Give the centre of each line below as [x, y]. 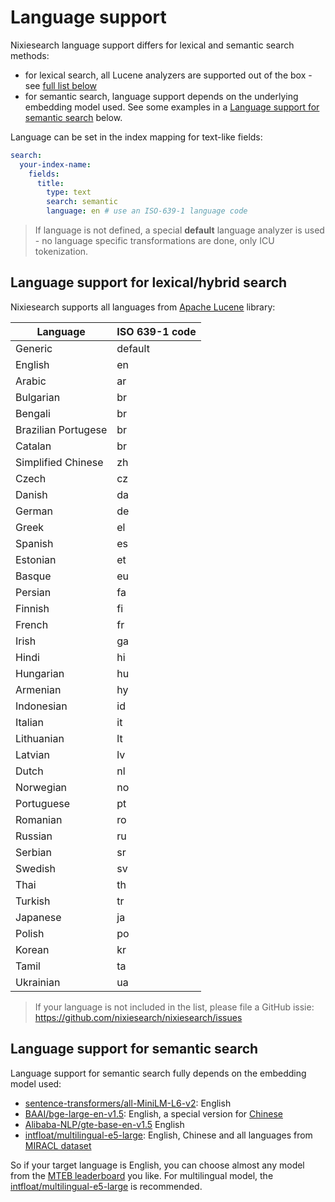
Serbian [33, 852]
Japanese [38, 917]
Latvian [32, 754]
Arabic [31, 381]
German [34, 511]
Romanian [39, 819]
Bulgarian [38, 397]
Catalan [33, 446]
